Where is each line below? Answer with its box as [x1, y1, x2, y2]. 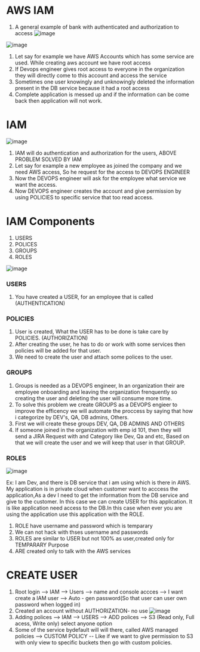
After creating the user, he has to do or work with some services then [14, 341, 186, 348]
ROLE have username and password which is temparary [14, 523, 153, 529]
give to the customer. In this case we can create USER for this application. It [6, 498, 193, 505]
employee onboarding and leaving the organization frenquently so [14, 388, 177, 395]
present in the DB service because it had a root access [14, 84, 150, 91]
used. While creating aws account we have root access [14, 59, 151, 66]
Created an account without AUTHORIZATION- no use [14, 607, 148, 614]
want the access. [14, 181, 57, 188]
